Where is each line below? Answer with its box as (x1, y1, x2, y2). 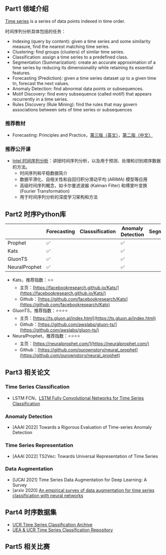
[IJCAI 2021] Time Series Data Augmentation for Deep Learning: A (12, 477, 147, 483)
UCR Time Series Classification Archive (12, 521, 93, 527)
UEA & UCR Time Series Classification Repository (12, 527, 113, 533)
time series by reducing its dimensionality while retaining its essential (12, 64, 153, 70)
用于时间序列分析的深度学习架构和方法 (19, 194, 98, 200)
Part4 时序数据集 (5, 508, 57, 516)
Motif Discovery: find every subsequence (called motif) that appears (12, 91, 152, 97)
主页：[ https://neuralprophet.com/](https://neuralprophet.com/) (19, 341, 150, 347)
